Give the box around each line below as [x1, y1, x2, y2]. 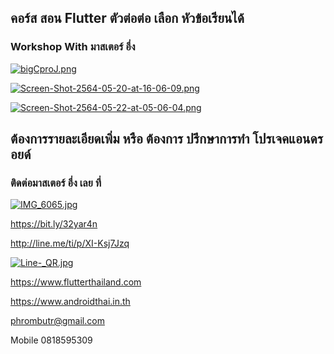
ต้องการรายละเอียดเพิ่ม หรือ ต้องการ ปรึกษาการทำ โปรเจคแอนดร [10, 131, 323, 148]
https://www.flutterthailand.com [10, 276, 142, 288]
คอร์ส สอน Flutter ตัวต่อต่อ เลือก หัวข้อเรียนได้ [10, 10, 245, 27]
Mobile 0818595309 [10, 334, 93, 346]
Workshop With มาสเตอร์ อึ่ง [10, 40, 136, 54]
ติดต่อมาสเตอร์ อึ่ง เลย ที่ [10, 176, 102, 190]
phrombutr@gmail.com [10, 315, 105, 327]
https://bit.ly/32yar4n [10, 218, 98, 230]
